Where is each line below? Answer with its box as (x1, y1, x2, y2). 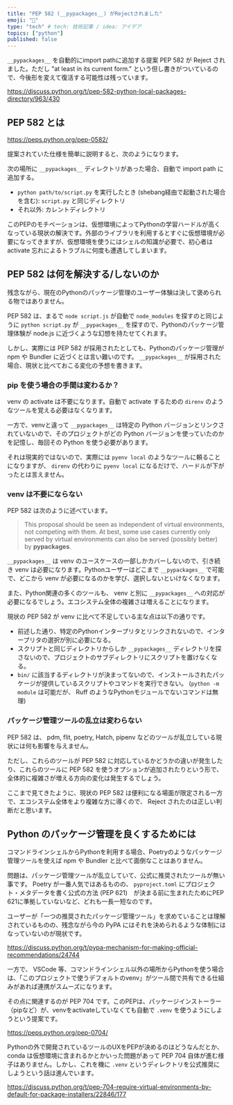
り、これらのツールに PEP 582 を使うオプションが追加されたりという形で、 (7, 765, 223, 773)
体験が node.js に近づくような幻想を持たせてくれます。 (12, 329, 171, 337)
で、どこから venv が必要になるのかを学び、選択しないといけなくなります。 (7, 574, 224, 582)
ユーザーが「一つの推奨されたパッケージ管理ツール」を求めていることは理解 (7, 912, 226, 921)
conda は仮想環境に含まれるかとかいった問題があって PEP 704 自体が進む (7, 1051, 218, 1060)
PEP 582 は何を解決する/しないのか (7, 268, 159, 280)
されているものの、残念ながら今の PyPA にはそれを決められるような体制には (7, 921, 226, 929)
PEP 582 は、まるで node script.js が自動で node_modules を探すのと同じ (7, 311, 218, 320)
